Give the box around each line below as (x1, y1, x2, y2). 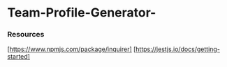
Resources (7, 30, 45, 39)
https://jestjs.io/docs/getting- (136, 45, 220, 53)
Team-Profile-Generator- (7, 5, 156, 21)
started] (7, 52, 30, 61)
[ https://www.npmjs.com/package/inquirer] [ (7, 45, 136, 53)
